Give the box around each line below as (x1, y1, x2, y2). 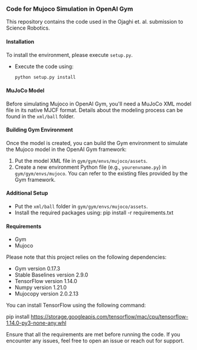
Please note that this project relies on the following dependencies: (6, 253, 167, 261)
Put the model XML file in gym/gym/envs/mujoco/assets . (14, 157, 148, 164)
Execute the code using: (14, 63, 74, 70)
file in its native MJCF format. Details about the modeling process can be (6, 106, 183, 114)
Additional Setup (6, 190, 48, 197)
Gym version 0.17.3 (14, 265, 61, 272)
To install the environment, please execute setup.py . (6, 51, 133, 58)
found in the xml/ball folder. (6, 113, 75, 120)
